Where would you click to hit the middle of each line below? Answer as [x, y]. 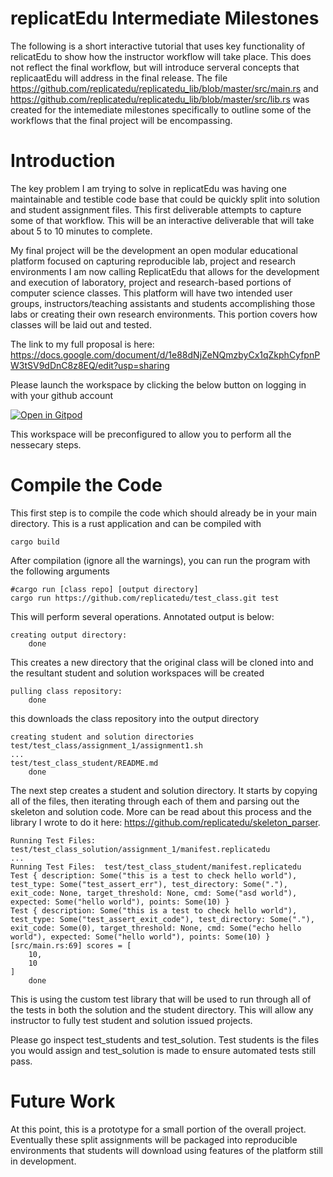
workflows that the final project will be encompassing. [121, 120]
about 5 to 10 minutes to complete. [81, 231]
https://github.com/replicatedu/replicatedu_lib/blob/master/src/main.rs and [164, 88]
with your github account [62, 395]
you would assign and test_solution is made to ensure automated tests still [163, 1050]
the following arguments [60, 571]
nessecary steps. [46, 444]
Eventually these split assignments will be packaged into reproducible [154, 1139]
